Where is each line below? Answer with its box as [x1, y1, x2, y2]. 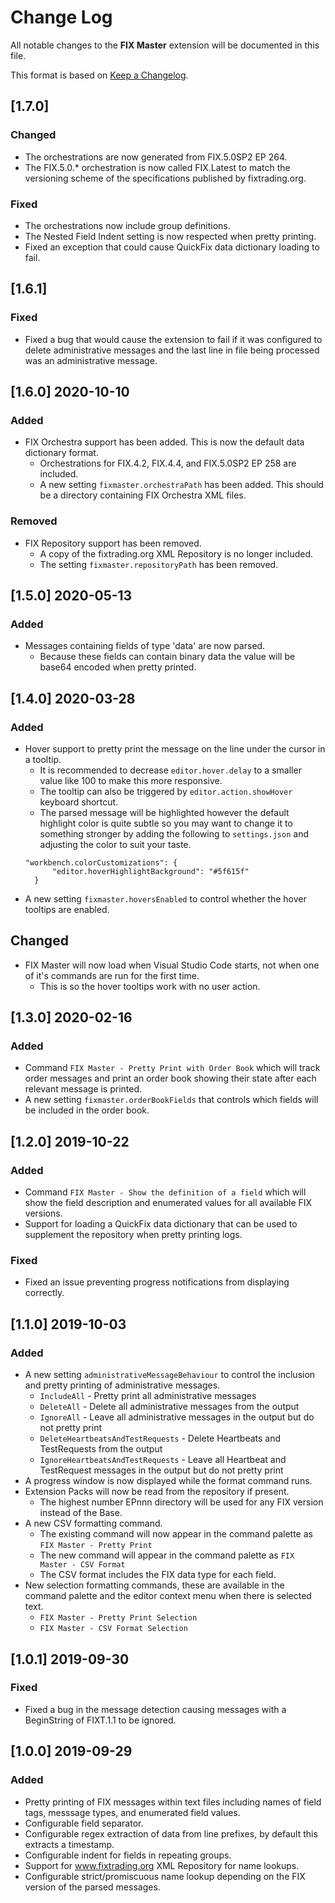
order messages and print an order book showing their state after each [24, 1072, 317, 1085]
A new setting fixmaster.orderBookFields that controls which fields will [24, 1094, 319, 1106]
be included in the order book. [24, 1104, 150, 1116]
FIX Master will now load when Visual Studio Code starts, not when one [24, 959, 320, 971]
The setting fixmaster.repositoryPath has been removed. [39, 558, 279, 570]
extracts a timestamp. [24, 1838, 115, 1850]
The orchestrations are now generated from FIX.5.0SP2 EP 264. [24, 151, 288, 163]
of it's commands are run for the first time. [24, 969, 200, 981]
